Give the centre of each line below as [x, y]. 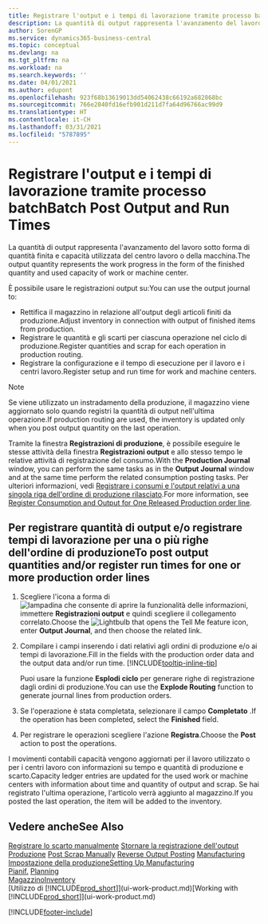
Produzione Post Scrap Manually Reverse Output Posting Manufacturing [127, 855]
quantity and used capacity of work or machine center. [99, 272]
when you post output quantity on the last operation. [95, 427]
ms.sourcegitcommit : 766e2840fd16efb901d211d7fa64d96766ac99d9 [116, 105]
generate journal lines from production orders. [96, 696]
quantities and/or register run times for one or [125, 565]
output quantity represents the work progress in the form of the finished [126, 264]
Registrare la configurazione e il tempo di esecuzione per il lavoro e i [132, 363]
